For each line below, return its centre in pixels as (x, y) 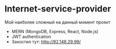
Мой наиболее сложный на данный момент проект (58, 22)
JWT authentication (31, 37)
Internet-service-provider (58, 9)
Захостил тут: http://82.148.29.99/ (46, 41)
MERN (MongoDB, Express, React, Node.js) (55, 31)
